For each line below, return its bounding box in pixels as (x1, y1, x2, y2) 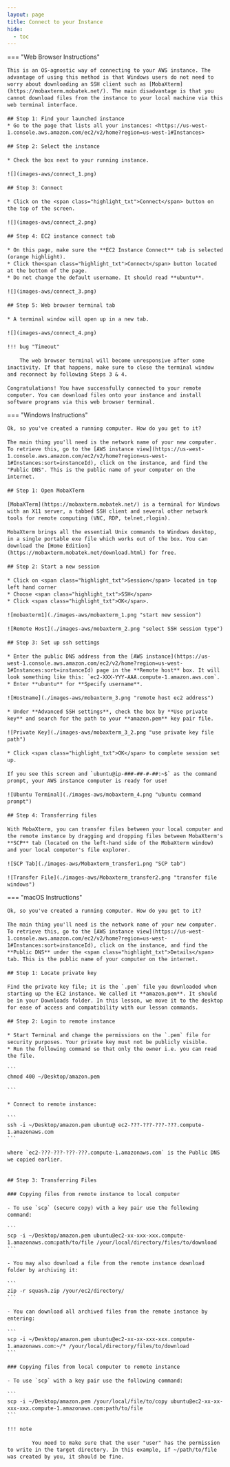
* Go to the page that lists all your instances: (7, 122, 153, 129)
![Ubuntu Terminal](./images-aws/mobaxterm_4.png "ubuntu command (7, 791, 202, 798)
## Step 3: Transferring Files (7, 1177, 97, 1184)
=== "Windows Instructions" (7, 411, 88, 419)
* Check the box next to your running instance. (7, 157, 149, 164)
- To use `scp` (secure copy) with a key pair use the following (7, 1204, 198, 1212)
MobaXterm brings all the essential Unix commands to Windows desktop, (7, 529, 217, 536)
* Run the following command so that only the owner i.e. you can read (7, 1045, 217, 1053)
